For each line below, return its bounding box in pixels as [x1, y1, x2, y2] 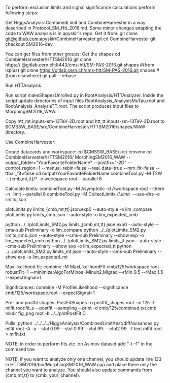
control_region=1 [5, 165, 41, 171]
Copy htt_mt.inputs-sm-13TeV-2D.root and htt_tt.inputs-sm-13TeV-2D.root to [5, 118, 165, 124]
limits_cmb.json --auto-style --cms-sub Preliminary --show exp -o [5, 232, 144, 238]
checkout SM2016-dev [5, 41, 53, 47]
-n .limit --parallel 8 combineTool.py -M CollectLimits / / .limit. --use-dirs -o [5, 191, 160, 197]
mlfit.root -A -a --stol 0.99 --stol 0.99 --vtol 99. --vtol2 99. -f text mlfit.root [5, 326, 162, 332]
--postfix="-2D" [93, 159, 127, 166]
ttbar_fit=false [5, 170, 35, 176]
